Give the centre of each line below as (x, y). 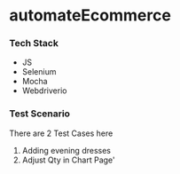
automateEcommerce (90, 16)
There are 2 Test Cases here (61, 133)
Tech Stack (34, 43)
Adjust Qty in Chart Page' (68, 160)
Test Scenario (40, 114)
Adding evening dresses (66, 150)
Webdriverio (44, 91)
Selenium (39, 72)
